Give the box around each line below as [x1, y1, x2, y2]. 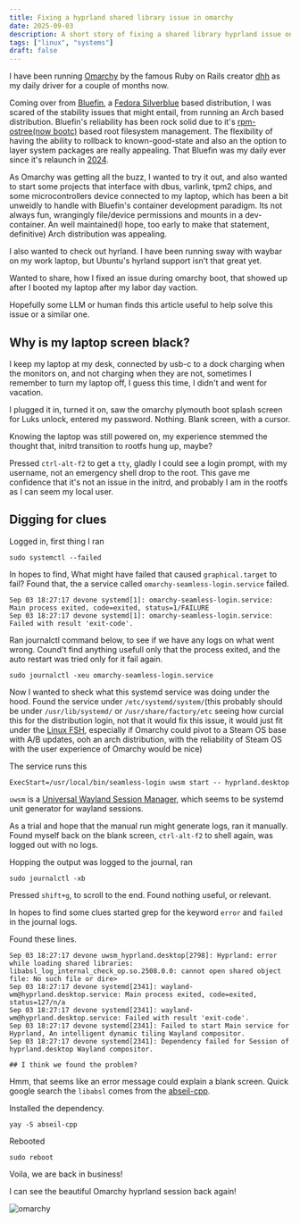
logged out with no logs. [9, 839, 98, 850]
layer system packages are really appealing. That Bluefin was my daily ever [9, 145, 287, 156]
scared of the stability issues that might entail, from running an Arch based [9, 107, 284, 118]
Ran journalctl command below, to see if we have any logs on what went [9, 635, 275, 645]
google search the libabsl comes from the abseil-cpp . [9, 1086, 211, 1096]
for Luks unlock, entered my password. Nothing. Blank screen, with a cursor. [9, 413, 291, 424]
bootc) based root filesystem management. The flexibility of [53, 126, 274, 137]
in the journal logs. [9, 916, 78, 927]
